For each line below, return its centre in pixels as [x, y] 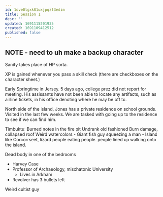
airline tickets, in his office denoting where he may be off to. [66, 99]
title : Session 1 [23, 14]
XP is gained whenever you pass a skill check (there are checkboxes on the [82, 74]
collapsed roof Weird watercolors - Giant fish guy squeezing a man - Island [81, 134]
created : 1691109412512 [30, 28]
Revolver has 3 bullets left [38, 179]
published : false [23, 33]
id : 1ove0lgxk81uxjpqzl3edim [35, 10]
